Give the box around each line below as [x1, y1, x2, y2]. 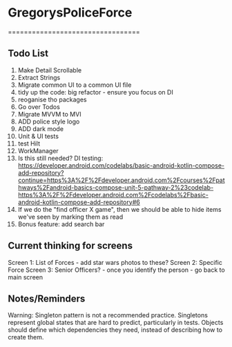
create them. [8, 333, 44, 341]
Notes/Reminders [8, 293, 86, 304]
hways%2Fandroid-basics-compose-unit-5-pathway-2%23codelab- [17, 183, 214, 191]
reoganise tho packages [17, 95, 87, 103]
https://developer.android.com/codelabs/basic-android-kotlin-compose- [17, 161, 225, 170]
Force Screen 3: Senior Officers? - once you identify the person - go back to [8, 266, 225, 274]
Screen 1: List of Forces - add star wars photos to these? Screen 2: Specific [8, 258, 223, 266]
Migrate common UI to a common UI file [17, 81, 132, 89]
